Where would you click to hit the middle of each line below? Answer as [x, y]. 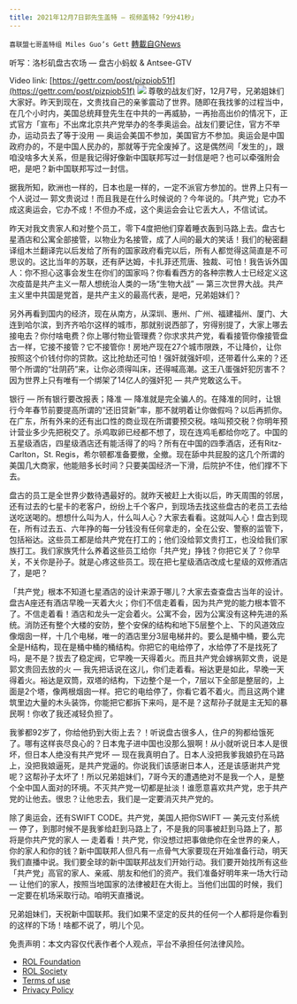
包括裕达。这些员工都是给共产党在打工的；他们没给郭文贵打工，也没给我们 [145, 539]
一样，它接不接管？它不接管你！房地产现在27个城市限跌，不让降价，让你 [149, 346]
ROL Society [45, 970]
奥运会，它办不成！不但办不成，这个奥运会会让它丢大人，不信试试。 [148, 209]
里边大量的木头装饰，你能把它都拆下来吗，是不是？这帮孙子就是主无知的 [148, 702]
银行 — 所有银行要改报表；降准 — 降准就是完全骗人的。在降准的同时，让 [141, 399]
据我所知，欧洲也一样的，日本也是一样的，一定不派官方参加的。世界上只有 [145, 187]
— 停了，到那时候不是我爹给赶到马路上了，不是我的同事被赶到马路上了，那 [146, 829]
